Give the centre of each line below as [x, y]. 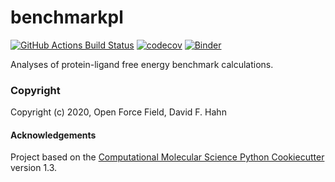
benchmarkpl [67, 17]
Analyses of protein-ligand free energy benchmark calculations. [142, 64]
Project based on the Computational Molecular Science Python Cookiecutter [167, 157]
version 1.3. [34, 168]
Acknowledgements [53, 135]
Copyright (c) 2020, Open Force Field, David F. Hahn [118, 112]
